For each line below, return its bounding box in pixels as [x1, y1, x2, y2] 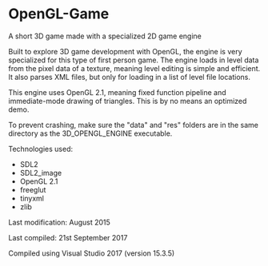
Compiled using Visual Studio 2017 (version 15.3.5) [8, 248, 175, 258]
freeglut [19, 185, 46, 194]
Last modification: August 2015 [8, 217, 110, 227]
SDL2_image [19, 168, 62, 177]
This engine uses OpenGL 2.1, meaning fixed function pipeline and [8, 87, 226, 97]
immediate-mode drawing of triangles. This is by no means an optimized [8, 96, 247, 105]
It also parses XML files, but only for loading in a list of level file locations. [8, 72, 250, 81]
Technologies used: [8, 144, 74, 153]
